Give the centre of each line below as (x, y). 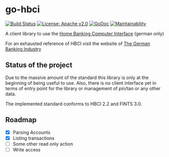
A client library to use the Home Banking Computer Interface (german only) (85, 33)
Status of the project (39, 65)
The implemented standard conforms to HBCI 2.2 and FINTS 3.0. (74, 104)
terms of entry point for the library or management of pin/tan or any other (83, 88)
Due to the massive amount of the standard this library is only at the (77, 77)
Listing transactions (34, 138)
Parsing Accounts (31, 132)
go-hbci (23, 9)
